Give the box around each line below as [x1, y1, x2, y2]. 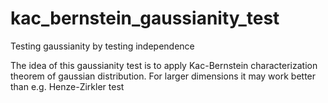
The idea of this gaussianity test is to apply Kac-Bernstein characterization [10, 59, 318, 71]
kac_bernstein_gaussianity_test [10, 7, 280, 30]
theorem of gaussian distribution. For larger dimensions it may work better [10, 70, 317, 82]
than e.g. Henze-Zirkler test [10, 80, 125, 92]
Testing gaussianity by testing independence [10, 40, 195, 52]
